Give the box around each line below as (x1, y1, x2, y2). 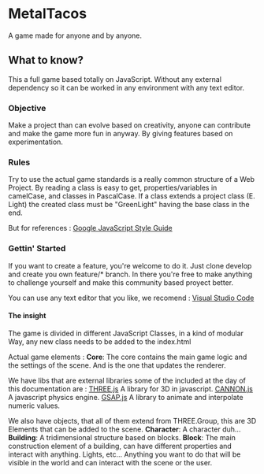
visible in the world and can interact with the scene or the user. (8, 457, 213, 467)
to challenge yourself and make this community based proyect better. (8, 277, 234, 287)
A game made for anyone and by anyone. (8, 31, 142, 40)
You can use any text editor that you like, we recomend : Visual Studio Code (8, 293, 255, 302)
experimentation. (8, 137, 63, 146)
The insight (8, 311, 46, 320)
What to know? (8, 54, 84, 67)
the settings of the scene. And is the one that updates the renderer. (8, 360, 226, 370)
